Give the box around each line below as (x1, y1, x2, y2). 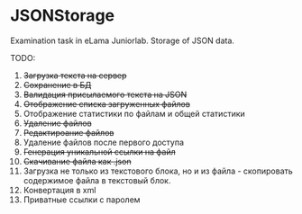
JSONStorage (10, 5, 115, 26)
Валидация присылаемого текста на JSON (23, 89, 188, 100)
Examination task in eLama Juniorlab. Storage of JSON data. (10, 35, 235, 46)
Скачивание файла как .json (23, 156, 132, 166)
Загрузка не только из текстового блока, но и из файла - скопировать (23, 165, 294, 176)
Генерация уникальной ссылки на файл (23, 146, 176, 157)
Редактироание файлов (23, 127, 114, 138)
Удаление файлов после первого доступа (23, 137, 184, 147)
